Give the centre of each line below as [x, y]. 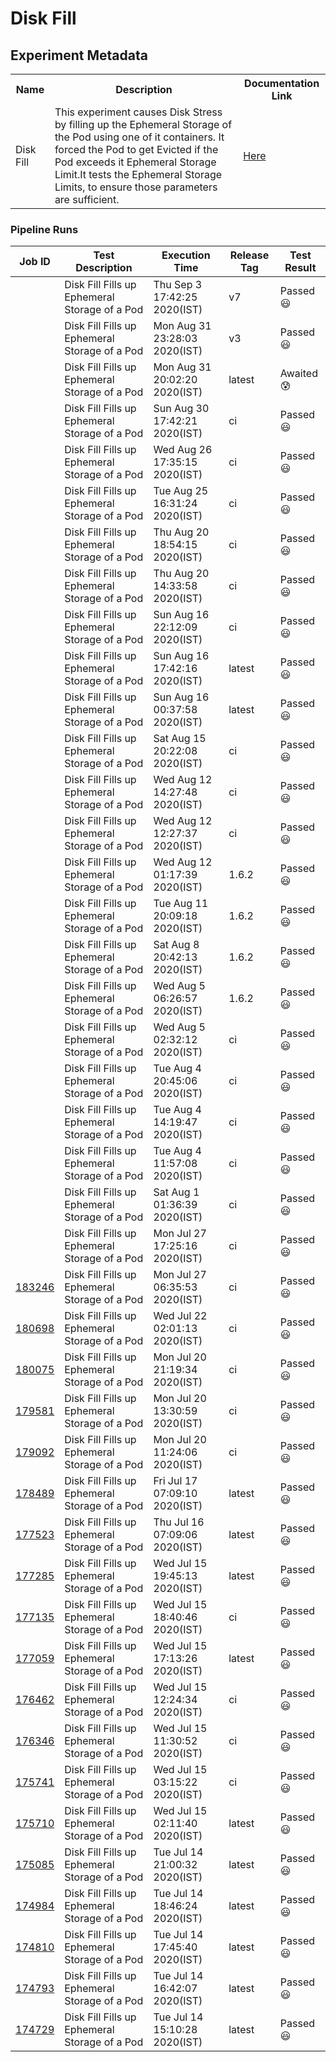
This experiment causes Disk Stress [138, 112]
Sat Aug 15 [180, 739]
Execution [186, 255]
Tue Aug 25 [181, 491]
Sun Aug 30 [181, 409]
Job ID [35, 262]
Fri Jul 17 [175, 1481]
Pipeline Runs [44, 229]
